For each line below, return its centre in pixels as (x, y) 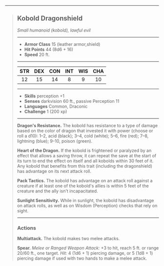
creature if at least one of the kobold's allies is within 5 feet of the (83, 186)
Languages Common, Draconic (56, 106)
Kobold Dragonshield (50, 18)
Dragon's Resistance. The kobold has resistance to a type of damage (87, 125)
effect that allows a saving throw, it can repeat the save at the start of (87, 155)
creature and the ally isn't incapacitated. (58, 191)
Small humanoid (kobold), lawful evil (54, 30)
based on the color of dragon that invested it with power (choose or (85, 131)
